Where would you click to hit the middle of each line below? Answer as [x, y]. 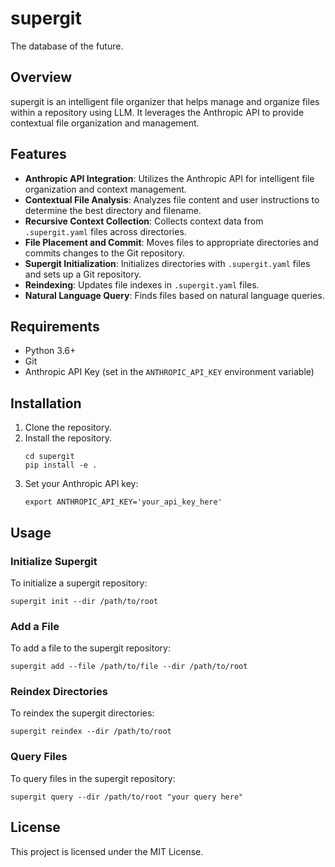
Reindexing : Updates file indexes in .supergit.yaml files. [142, 284]
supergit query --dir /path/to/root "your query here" [127, 797]
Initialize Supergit [54, 561]
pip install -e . [61, 465]
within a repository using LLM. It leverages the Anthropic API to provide [157, 112]
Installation [46, 403]
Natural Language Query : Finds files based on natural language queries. [174, 295]
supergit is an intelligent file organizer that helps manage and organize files [165, 101]
